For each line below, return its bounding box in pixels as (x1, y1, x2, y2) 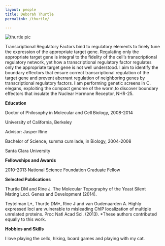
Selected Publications (5, 177, 51, 183)
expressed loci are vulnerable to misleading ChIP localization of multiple (5, 206, 151, 212)
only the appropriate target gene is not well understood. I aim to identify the (5, 64, 159, 70)
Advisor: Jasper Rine (5, 129, 48, 135)
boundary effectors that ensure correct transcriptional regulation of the (5, 70, 149, 76)
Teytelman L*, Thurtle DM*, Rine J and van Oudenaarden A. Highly (5, 201, 142, 207)
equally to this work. (5, 216, 46, 222)
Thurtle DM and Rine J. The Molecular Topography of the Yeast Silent (5, 186, 146, 192)
